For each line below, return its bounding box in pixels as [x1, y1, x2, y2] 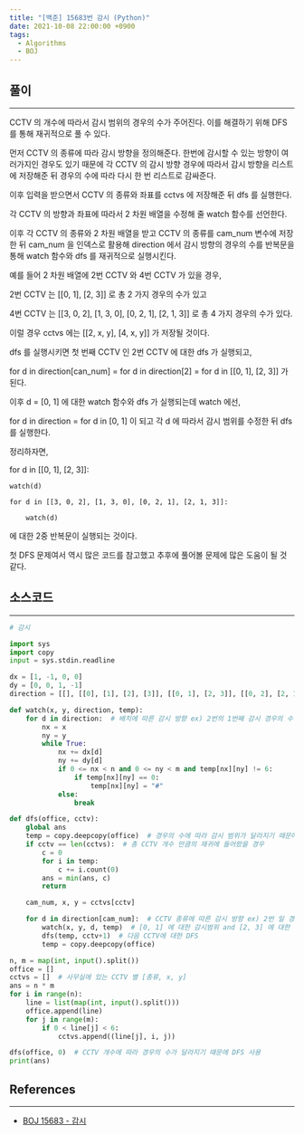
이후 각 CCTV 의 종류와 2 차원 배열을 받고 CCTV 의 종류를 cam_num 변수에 [9, 227, 278, 238]
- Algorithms [17, 38, 67, 48]
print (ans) [9, 1056, 51, 1066]
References [9, 1082, 76, 1097]
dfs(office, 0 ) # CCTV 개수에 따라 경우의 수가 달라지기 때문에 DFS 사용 [9, 1048, 261, 1057]
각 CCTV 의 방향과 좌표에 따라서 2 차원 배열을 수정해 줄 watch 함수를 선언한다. [9, 208, 288, 219]
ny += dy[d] [57, 757, 103, 766]
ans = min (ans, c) [42, 873, 111, 882]
